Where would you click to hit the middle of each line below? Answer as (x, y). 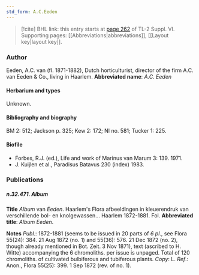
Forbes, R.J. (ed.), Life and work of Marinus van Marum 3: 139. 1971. (99, 158)
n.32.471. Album (27, 194)
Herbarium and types (34, 90)
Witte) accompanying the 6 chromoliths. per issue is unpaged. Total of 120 (98, 253)
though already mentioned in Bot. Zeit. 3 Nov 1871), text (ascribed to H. (94, 246)
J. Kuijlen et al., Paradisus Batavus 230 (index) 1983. (79, 164)
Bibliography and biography (41, 117)
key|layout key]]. (41, 41)
